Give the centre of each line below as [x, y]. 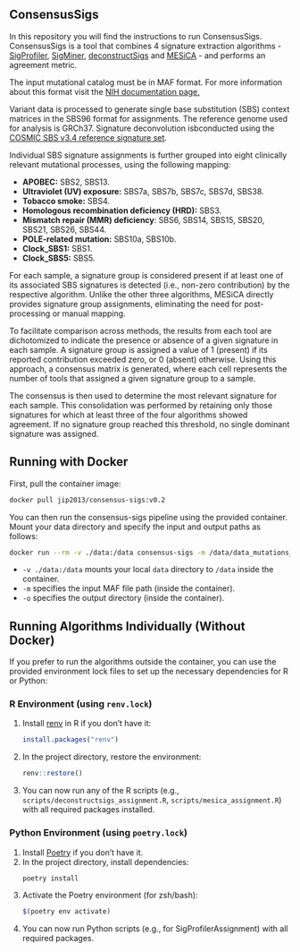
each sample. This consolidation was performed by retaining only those [141, 405]
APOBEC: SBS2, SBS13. [66, 182]
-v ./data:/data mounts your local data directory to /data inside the [148, 570]
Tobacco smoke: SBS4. [66, 201]
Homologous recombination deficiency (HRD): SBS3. [122, 210]
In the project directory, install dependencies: [105, 862]
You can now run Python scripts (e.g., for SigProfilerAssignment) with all [155, 929]
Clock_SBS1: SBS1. [57, 248]
